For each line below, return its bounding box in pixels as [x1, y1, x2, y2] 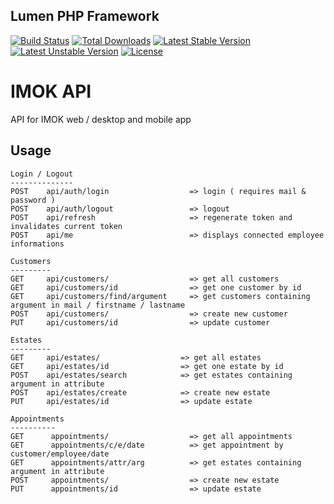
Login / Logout [10, 169, 74, 179]
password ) [10, 195, 56, 205]
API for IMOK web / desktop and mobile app [10, 113, 192, 125]
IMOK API [10, 80, 92, 103]
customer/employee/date [10, 449, 110, 459]
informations [10, 239, 65, 249]
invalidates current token [10, 221, 123, 231]
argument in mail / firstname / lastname [10, 300, 186, 310]
